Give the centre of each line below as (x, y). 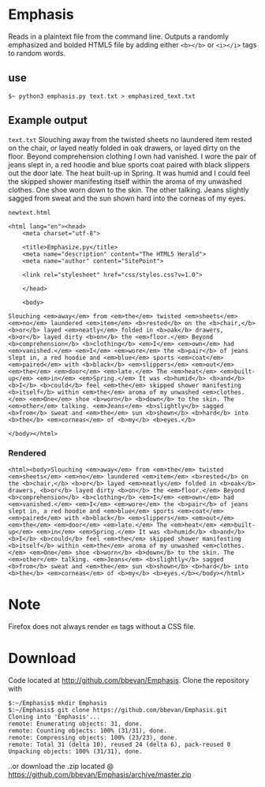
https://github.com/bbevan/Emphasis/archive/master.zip (100, 774)
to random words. (37, 53)
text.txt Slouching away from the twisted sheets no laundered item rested (130, 139)
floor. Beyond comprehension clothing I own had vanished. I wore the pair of (132, 156)
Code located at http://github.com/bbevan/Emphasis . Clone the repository (129, 680)
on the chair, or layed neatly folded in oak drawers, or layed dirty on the (124, 148)
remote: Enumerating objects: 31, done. (76, 724)
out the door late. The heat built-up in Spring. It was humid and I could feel (129, 173)
